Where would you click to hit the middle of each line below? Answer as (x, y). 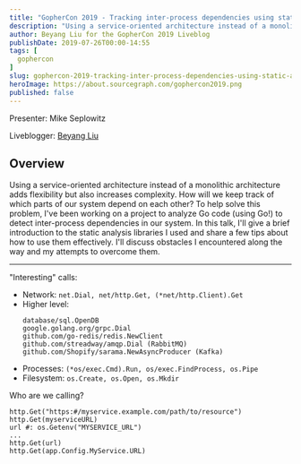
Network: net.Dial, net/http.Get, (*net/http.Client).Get (133, 295)
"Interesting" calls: (43, 278)
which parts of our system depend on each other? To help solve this (135, 204)
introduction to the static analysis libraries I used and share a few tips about (149, 233)
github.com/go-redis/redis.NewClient (93, 337)
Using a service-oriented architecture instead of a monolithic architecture (145, 185)
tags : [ (24, 51)
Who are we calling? (47, 396)
